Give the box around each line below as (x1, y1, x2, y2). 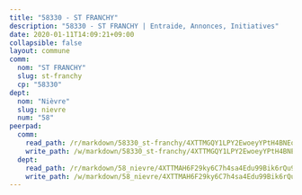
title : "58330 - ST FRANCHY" (9, 13, 119, 22)
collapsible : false (9, 38, 83, 48)
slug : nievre (17, 105, 67, 114)
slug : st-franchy (17, 72, 83, 81)
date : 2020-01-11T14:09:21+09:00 (9, 30, 135, 39)
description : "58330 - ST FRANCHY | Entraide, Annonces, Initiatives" (9, 22, 280, 31)
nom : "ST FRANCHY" (17, 64, 87, 73)
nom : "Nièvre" (17, 96, 70, 106)
